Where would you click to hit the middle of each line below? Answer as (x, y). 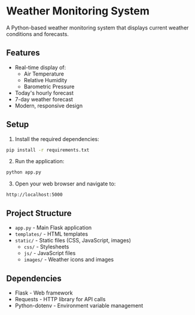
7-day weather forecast (44, 99)
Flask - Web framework (44, 293)
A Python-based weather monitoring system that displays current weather (97, 28)
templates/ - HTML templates (51, 234)
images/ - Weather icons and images (69, 260)
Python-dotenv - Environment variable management (79, 305)
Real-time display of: (40, 67)
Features (23, 53)
